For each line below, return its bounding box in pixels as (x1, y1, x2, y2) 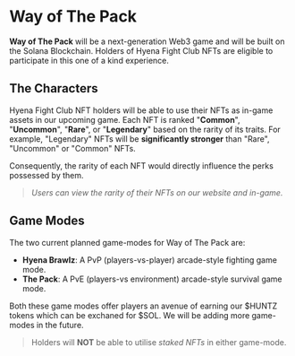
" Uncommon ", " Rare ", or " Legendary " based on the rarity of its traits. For (9, 124, 282, 135)
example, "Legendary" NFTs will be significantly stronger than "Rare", (9, 133, 270, 144)
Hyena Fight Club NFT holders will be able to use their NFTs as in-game (9, 105, 274, 116)
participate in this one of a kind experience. (9, 55, 170, 65)
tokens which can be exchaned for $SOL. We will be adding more (9, 309, 250, 320)
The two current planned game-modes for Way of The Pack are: (9, 237, 246, 247)
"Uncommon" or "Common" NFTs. (9, 143, 136, 153)
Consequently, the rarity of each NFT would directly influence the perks (9, 160, 274, 171)
